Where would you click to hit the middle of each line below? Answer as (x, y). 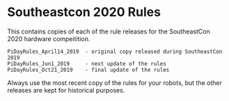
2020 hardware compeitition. (49, 38)
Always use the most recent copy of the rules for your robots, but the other (115, 83)
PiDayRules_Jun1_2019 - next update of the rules (87, 63)
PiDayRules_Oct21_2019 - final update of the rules (88, 70)
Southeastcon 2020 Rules (84, 12)
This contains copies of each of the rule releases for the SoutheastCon (109, 31)
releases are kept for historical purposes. (66, 90)
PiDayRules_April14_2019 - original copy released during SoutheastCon (115, 52)
